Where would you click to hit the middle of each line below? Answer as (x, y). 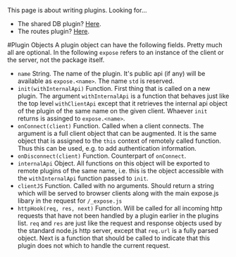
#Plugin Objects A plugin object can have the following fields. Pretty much (115, 45)
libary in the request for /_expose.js (70, 201)
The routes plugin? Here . (54, 31)
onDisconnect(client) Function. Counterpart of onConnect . (102, 156)
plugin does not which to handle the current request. (94, 245)
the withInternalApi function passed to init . (83, 178)
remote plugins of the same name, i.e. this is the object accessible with (120, 171)
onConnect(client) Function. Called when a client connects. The (111, 126)
